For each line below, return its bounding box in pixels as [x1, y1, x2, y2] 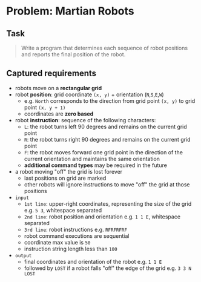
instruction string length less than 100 [24, 245, 117, 252]
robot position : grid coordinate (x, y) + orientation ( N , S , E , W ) [15, 91, 165, 98]
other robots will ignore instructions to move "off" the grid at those [24, 180, 190, 188]
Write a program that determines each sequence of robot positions [21, 44, 188, 51]
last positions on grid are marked [24, 174, 107, 182]
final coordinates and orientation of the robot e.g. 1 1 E [24, 258, 162, 265]
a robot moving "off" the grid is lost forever [15, 168, 123, 175]
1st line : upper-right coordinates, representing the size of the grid [24, 200, 192, 207]
